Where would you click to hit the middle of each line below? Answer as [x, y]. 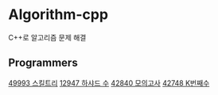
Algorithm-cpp [58, 15]
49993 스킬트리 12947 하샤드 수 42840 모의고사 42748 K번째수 [109, 83]
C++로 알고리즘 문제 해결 [47, 37]
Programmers [43, 63]
